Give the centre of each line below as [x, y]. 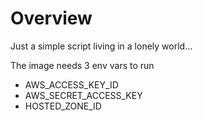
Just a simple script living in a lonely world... [101, 46]
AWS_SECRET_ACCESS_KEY [83, 95]
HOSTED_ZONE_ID [63, 106]
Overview [51, 18]
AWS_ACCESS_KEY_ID [71, 84]
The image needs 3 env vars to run [82, 65]
